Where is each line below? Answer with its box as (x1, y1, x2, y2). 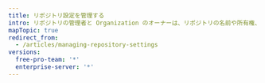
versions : (8, 48, 41, 56)
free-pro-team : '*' (15, 56, 80, 64)
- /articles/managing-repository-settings (15, 41, 158, 49)
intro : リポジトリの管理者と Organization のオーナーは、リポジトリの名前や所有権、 (8, 19, 261, 27)
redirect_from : (8, 33, 59, 42)
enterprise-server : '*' (15, 63, 94, 71)
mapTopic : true (8, 26, 59, 34)
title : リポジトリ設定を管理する (8, 11, 105, 20)
